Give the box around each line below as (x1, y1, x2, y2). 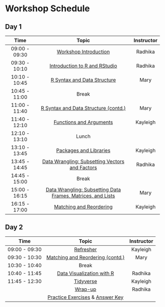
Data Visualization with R (57, 270, 114, 277)
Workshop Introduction (56, 49, 110, 55)
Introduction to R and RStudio (49, 62, 117, 69)
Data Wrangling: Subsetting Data (46, 186, 121, 193)
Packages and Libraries (56, 147, 110, 153)
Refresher (74, 246, 97, 253)
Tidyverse (74, 278, 97, 284)
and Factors (69, 164, 97, 171)
